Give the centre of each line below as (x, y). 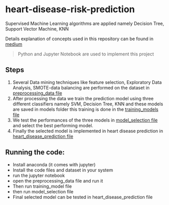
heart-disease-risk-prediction (70, 9)
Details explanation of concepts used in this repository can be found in (79, 39)
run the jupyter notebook (39, 175)
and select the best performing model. (53, 125)
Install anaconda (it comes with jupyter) (54, 164)
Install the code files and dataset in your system (63, 170)
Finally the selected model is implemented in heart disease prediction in (88, 131)
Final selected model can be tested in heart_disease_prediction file (82, 197)
